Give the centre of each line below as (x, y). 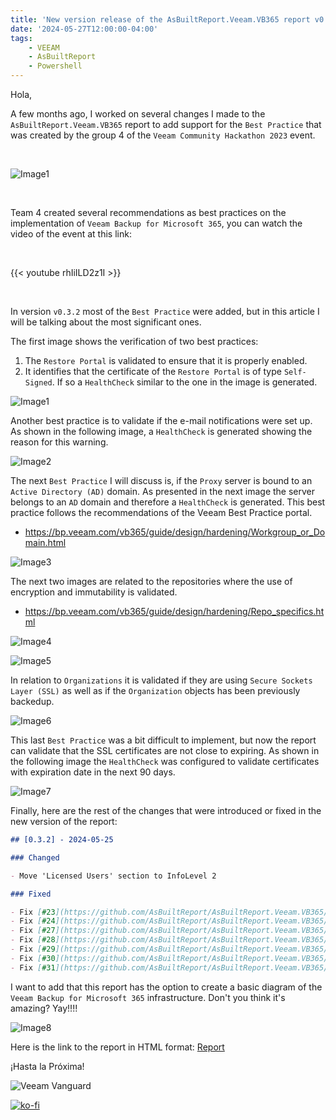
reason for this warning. (59, 442)
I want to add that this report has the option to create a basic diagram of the (166, 987)
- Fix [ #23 (33, 912)
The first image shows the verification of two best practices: (134, 341)
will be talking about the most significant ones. (106, 322)
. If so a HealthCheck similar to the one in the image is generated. (184, 382)
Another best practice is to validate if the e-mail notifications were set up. (161, 420)
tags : (21, 38)
